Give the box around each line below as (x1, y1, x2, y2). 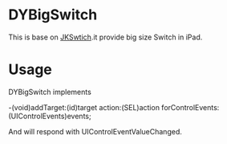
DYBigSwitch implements (8, 87, 92, 97)
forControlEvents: (161, 102, 220, 112)
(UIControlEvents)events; (8, 111, 91, 121)
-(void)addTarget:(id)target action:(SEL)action (8, 102, 160, 112)
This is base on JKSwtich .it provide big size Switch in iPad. (8, 32, 203, 42)
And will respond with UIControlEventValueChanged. (8, 126, 182, 136)
